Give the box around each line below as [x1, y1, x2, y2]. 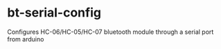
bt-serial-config [7, 5, 102, 21]
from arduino [7, 35, 44, 43]
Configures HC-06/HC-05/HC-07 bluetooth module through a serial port [7, 28, 214, 36]
